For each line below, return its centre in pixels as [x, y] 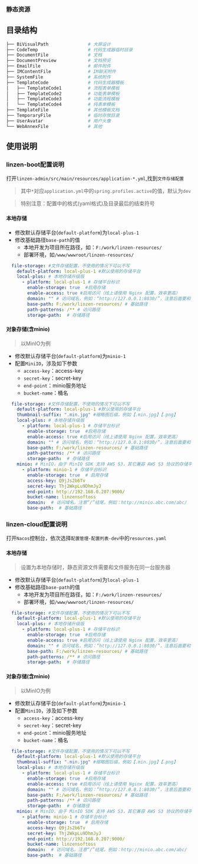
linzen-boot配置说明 [35, 165]
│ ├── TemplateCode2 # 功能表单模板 [63, 93]
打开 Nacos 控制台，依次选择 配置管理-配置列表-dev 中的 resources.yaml [86, 538]
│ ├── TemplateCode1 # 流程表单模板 [63, 88]
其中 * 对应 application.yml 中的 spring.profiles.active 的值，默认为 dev [106, 191]
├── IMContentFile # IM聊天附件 [61, 72]
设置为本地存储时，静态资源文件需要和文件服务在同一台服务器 [95, 567]
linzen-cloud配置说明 [37, 524]
